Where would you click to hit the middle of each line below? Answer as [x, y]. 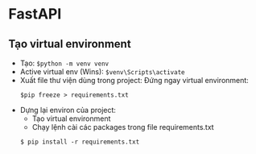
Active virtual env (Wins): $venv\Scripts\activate [102, 72]
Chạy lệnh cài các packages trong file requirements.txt [123, 127]
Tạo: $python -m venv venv [64, 63]
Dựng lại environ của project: [68, 110]
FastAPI [35, 14]
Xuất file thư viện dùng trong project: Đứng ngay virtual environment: [134, 80]
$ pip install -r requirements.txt [80, 142]
